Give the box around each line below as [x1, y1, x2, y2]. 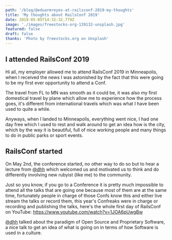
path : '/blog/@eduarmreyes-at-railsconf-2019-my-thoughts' [5, 7, 135, 13]
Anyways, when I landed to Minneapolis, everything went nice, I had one [5, 116, 159, 122]
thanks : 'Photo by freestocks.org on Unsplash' [5, 36, 109, 42]
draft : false [5, 31, 33, 36]
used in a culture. [5, 229, 42, 236]
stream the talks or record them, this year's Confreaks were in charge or [5, 198, 158, 204]
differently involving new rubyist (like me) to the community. [5, 171, 132, 177]
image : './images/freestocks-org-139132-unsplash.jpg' [5, 22, 125, 27]
